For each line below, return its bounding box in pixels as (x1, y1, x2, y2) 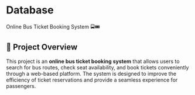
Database (6, 3, 54, 17)
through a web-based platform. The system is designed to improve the (6, 70, 177, 77)
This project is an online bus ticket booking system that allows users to (6, 58, 180, 65)
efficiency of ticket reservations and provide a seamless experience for (6, 76, 178, 83)
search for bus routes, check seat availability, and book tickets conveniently (6, 64, 189, 71)
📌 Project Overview (6, 42, 78, 52)
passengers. (6, 82, 36, 89)
